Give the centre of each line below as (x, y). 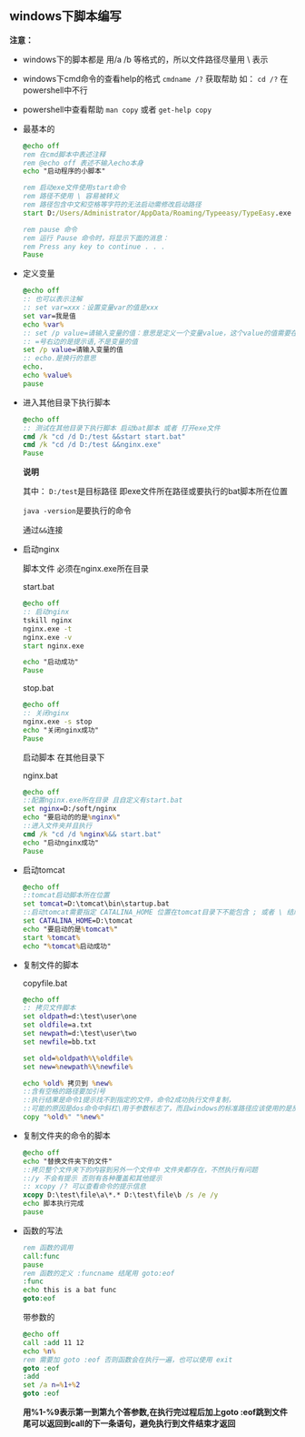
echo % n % (39, 1351)
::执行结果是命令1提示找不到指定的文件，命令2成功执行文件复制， (129, 1100)
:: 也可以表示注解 (53, 299)
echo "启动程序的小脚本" (64, 171)
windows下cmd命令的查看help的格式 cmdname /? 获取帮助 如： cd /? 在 (155, 78)
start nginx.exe (53, 646)
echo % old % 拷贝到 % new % (68, 1083)
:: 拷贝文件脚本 (49, 1008)
